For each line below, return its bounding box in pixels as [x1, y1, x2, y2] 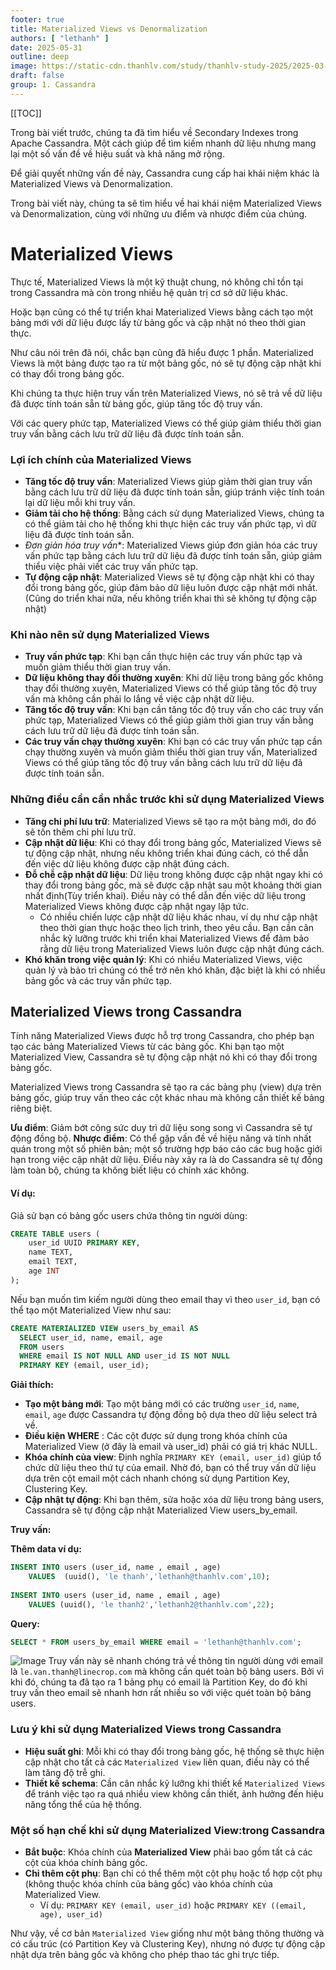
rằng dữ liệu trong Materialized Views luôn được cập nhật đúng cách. [39, 942, 325, 955]
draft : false [10, 71, 65, 81]
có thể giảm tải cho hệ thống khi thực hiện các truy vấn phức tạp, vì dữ [24, 517, 317, 530]
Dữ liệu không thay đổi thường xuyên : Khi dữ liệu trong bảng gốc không [24, 672, 324, 684]
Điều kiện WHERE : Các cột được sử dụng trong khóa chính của [24, 1430, 288, 1442]
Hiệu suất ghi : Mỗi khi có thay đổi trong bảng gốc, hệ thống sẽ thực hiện [24, 1745, 325, 1757]
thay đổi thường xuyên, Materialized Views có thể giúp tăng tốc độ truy [24, 682, 318, 695]
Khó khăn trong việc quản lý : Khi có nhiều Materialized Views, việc [24, 953, 303, 965]
